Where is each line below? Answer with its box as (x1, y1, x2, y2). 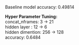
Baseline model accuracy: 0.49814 (5, 4, 75, 10)
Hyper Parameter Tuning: (5, 14, 58, 19)
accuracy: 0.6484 (5, 34, 41, 40)
